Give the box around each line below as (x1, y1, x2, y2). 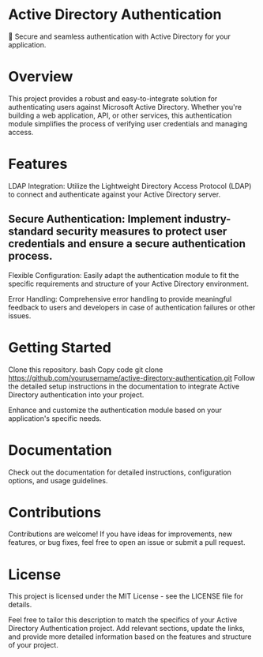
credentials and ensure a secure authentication (8, 237, 246, 250)
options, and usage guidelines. (8, 475, 108, 485)
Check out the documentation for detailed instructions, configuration (8, 467, 231, 477)
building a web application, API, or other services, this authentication (8, 111, 232, 120)
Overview (8, 68, 73, 86)
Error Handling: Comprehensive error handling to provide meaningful (8, 294, 232, 303)
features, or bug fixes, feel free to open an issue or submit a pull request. (8, 538, 246, 547)
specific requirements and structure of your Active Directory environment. (8, 279, 249, 288)
